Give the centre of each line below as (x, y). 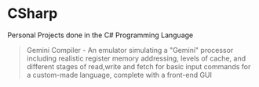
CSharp (33, 14)
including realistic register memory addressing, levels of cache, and (136, 58)
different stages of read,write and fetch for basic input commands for (139, 66)
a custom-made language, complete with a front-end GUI (119, 75)
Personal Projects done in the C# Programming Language (100, 35)
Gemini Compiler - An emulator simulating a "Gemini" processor (130, 50)
